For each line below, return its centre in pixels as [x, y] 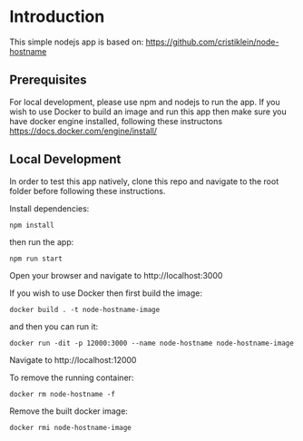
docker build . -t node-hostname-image [85, 309]
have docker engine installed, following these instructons [116, 121]
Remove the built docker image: [69, 411]
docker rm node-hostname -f [63, 394]
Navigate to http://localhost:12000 [73, 359]
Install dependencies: [49, 208]
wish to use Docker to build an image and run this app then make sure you [148, 112]
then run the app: [42, 241]
